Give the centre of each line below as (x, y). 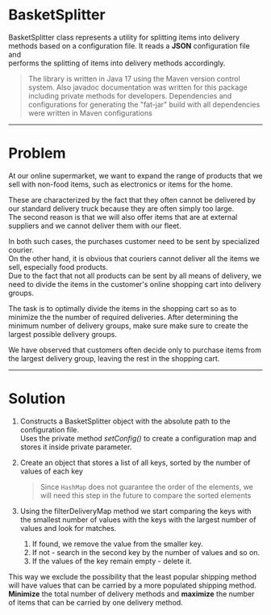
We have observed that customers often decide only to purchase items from (135, 350)
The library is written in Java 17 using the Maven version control (134, 78)
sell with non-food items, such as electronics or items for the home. (121, 184)
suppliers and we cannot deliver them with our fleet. (95, 225)
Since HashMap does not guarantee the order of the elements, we (147, 487)
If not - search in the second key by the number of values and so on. (146, 552)
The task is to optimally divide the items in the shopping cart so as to (123, 308)
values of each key (51, 471)
